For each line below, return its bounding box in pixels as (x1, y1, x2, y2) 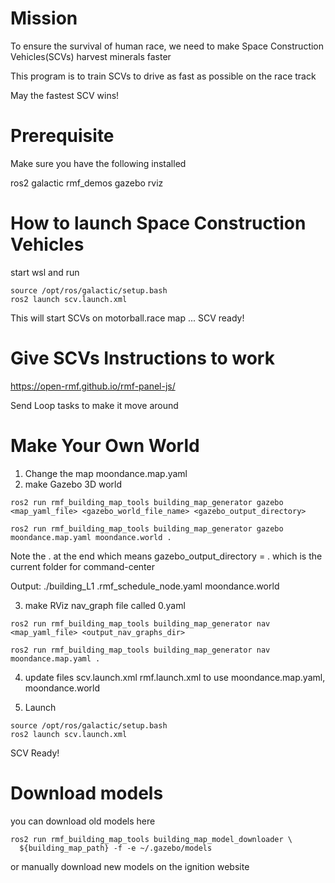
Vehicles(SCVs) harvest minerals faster (10, 50, 172, 62)
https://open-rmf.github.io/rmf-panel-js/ (10, 380, 176, 392)
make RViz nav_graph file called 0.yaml (24, 599, 186, 611)
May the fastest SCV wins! (10, 89, 120, 101)
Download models (10, 782, 164, 804)
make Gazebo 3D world (24, 478, 123, 490)
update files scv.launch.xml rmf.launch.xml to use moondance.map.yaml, (24, 671, 326, 683)
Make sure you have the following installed (10, 157, 187, 169)
